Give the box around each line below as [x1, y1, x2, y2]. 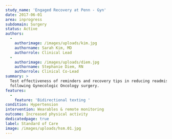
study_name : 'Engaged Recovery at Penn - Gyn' [5, 7, 106, 13]
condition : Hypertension [5, 102, 58, 107]
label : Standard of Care [5, 121, 58, 126]
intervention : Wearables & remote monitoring [5, 107, 104, 112]
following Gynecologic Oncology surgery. [10, 83, 100, 88]
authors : [5, 31, 24, 36]
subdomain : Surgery [5, 21, 47, 27]
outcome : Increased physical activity [5, 112, 88, 117]
